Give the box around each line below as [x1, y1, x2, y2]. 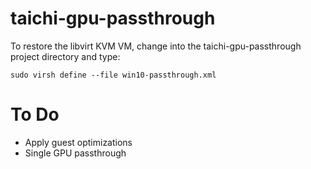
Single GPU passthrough [24, 147, 127, 159]
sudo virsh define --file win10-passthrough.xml [10, 70, 217, 80]
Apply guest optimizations [24, 136, 133, 148]
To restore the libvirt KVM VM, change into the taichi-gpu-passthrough [10, 40, 302, 52]
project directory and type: [10, 50, 121, 62]
